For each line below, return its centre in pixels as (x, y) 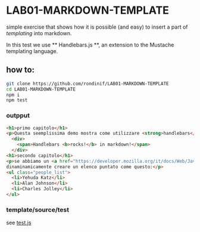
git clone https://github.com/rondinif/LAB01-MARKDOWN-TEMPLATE (87, 83)
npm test (17, 100)
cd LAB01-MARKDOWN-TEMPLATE (41, 89)
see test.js (19, 223)
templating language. (32, 51)
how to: (20, 70)
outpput (18, 116)
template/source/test (38, 209)
